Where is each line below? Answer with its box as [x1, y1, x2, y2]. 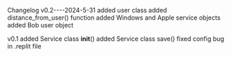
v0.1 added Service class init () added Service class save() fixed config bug [7, 34, 225, 43]
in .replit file [7, 42, 42, 50]
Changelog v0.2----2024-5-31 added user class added [7, 6, 168, 14]
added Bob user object [7, 21, 74, 29]
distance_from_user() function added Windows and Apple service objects [7, 13, 220, 22]
